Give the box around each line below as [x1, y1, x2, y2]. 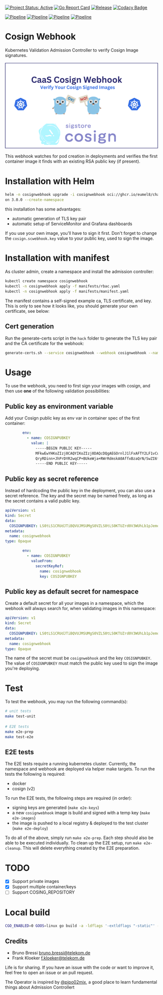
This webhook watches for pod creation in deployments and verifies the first [5, 153, 158, 159]
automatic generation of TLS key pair [12, 216, 86, 222]
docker [12, 781, 27, 786]
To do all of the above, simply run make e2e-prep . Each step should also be [5, 835, 154, 841]
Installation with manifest [5, 252, 110, 264]
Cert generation [5, 322, 54, 331]
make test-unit [5, 714, 36, 719]
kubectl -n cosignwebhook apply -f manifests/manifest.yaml [5, 289, 130, 294]
